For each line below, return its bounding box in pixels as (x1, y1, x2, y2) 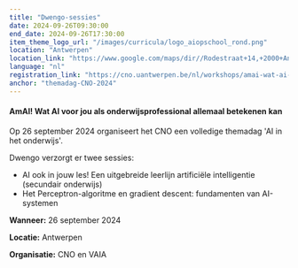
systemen (21, 197, 59, 208)
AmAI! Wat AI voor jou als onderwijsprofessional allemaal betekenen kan (9, 106, 283, 117)
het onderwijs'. (9, 134, 64, 146)
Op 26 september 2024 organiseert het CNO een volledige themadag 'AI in (9, 126, 282, 136)
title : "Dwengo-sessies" (9, 12, 101, 22)
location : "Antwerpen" (9, 46, 93, 55)
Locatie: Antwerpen (9, 232, 82, 242)
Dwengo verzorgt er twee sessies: (9, 152, 135, 163)
